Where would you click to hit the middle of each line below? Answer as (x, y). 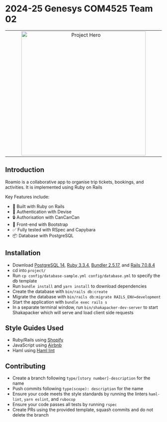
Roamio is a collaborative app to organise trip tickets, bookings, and (75, 182)
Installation (23, 253)
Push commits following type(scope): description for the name (78, 389)
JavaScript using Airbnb (37, 345)
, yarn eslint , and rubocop (48, 399)
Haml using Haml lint (34, 351)
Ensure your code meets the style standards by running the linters (80, 394)
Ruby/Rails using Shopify (38, 340)
